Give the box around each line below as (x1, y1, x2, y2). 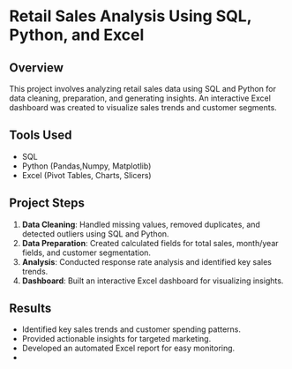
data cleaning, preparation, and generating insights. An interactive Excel (9, 93, 272, 103)
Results (9, 301, 52, 316)
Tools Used (9, 128, 72, 143)
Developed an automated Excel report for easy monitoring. (21, 343, 236, 354)
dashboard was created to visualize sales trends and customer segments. (9, 102, 278, 112)
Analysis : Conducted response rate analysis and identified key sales (21, 256, 272, 267)
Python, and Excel (9, 25, 145, 45)
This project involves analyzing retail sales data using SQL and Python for (9, 84, 276, 94)
